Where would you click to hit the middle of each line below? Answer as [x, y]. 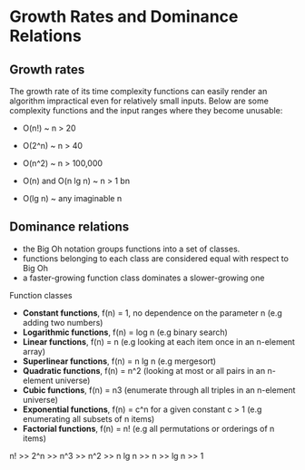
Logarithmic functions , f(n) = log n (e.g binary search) [125, 332]
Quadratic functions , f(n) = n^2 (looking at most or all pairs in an [144, 370]
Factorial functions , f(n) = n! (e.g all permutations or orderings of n [148, 428]
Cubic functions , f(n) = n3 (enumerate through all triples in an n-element [159, 390]
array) [34, 351]
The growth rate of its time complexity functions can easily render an [138, 91]
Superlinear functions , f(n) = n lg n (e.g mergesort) [119, 361]
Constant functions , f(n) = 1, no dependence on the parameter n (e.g [152, 313]
